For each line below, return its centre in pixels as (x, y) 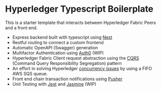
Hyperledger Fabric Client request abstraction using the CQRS (76, 58)
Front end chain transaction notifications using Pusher (67, 79)
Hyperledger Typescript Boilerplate (79, 9)
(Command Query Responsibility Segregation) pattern (67, 63)
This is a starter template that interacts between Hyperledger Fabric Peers (81, 23)
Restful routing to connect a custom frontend (58, 42)
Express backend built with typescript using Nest (62, 37)
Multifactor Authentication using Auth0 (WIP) (58, 53)
